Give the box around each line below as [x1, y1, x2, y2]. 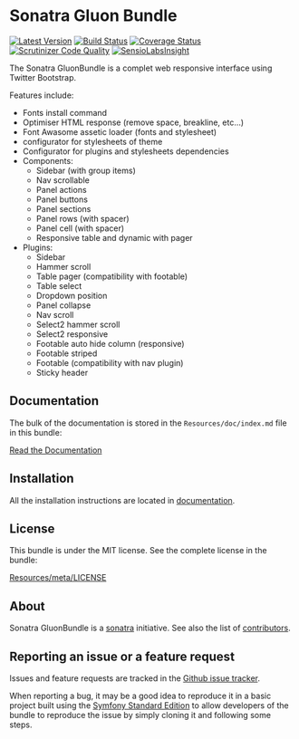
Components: [22, 155, 74, 166]
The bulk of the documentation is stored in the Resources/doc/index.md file [9, 417, 287, 428]
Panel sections [35, 203, 92, 214]
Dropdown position [35, 290, 108, 301]
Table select [35, 280, 82, 291]
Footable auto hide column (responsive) [35, 338, 185, 349]
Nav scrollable [35, 174, 91, 186]
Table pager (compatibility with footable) [35, 271, 188, 282]
